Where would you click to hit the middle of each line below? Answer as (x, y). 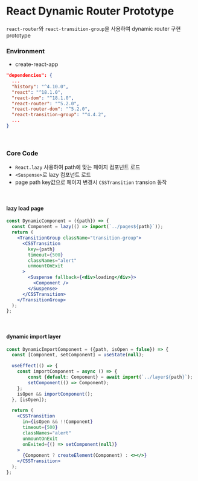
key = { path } (42, 249)
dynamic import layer (34, 336)
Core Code (22, 153)
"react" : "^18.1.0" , (37, 92)
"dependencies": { (29, 76)
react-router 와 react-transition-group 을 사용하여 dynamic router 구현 (94, 28)
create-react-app (37, 64)
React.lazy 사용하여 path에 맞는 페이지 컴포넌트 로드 (78, 167)
